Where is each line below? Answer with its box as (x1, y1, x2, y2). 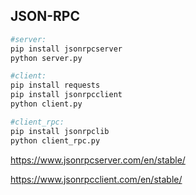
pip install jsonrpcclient (10, 90, 123, 100)
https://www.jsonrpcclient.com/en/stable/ (10, 173, 183, 185)
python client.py (10, 99, 83, 109)
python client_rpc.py (10, 135, 101, 146)
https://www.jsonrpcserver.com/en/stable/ (10, 154, 186, 166)
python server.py (10, 53, 83, 63)
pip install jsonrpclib (10, 126, 110, 136)
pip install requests (10, 80, 101, 91)
